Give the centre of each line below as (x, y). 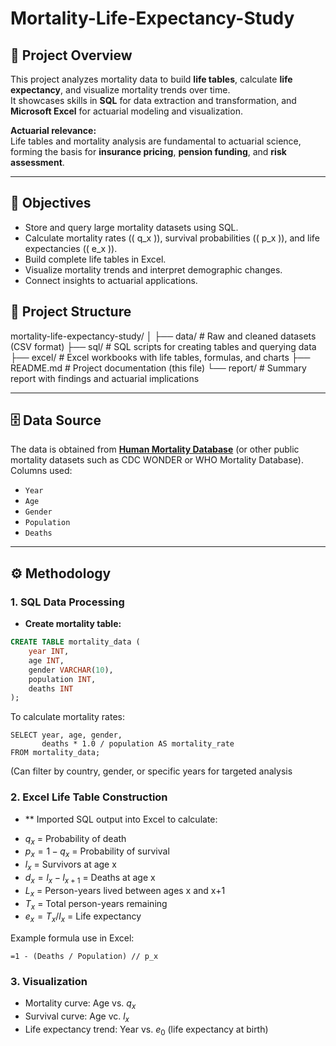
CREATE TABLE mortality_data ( (75, 642)
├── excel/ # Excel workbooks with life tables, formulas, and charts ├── (160, 357)
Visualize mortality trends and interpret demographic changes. (153, 269)
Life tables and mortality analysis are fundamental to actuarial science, (156, 141)
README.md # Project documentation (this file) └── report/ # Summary (158, 368)
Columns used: (41, 471)
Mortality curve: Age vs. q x (80, 1004)
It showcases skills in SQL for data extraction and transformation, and (153, 100)
